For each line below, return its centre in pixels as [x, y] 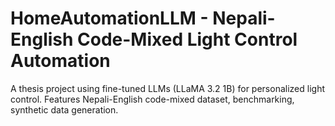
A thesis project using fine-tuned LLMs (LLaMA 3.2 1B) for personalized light [167, 88]
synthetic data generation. [64, 109]
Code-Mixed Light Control [187, 39]
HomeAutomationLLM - [109, 18]
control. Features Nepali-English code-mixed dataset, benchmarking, [152, 99]
